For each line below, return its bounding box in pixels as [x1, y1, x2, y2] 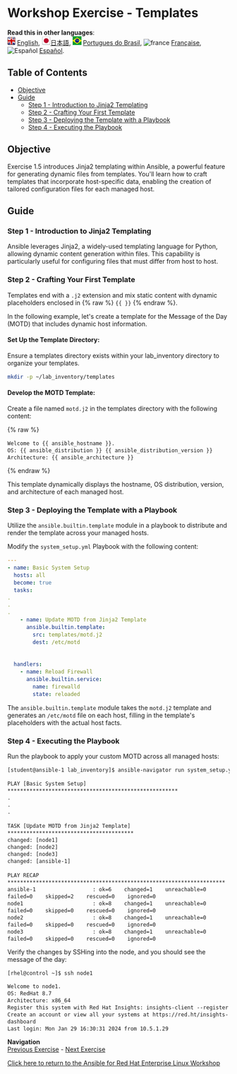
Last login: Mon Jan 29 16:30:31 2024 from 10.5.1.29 [7, 1025, 169, 1032]
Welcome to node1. [7, 982, 61, 990]
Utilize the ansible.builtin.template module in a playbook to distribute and [7, 521, 228, 530]
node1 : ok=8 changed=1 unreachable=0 [7, 900, 207, 907]
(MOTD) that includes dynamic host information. [7, 319, 147, 328]
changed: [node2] [7, 843, 59, 850]
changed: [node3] [7, 850, 59, 858]
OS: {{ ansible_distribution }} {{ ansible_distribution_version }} [7, 446, 213, 454]
